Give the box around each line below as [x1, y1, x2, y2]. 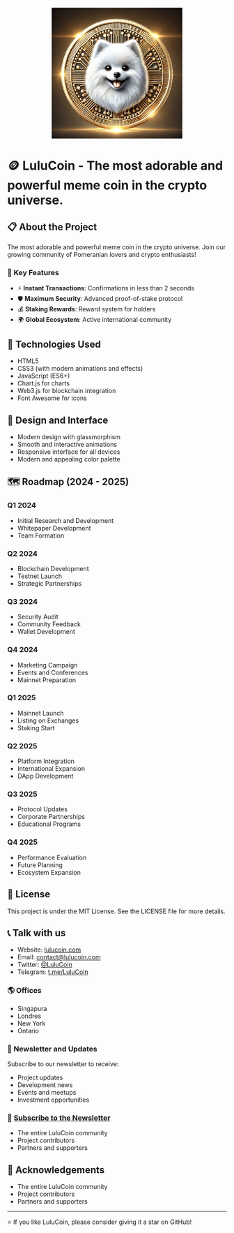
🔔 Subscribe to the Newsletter [7, 1113, 111, 1123]
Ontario [17, 1026, 40, 1035]
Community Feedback [17, 620, 81, 628]
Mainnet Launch [17, 709, 64, 717]
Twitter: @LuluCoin [17, 961, 72, 969]
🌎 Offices [7, 986, 42, 996]
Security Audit [17, 612, 59, 621]
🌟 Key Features [7, 267, 59, 277]
